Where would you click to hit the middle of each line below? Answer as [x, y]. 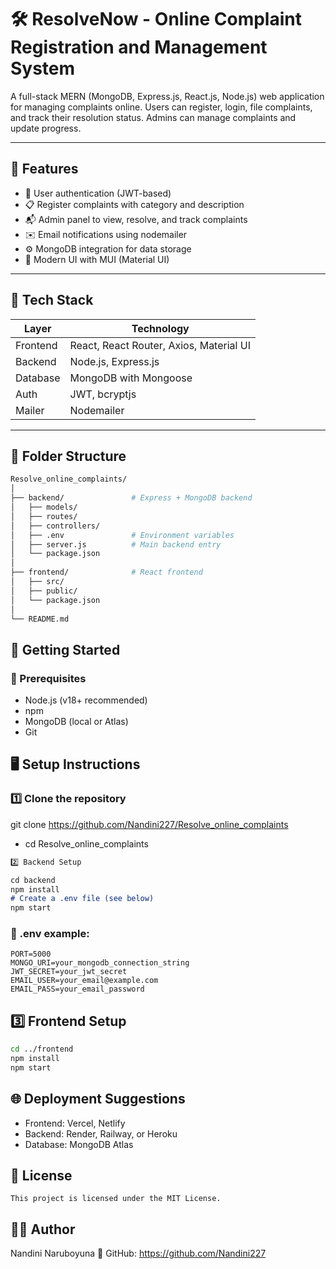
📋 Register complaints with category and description [134, 204]
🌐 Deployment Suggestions [98, 1099]
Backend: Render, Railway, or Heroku [101, 1133]
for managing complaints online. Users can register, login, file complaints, [161, 107]
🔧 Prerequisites [48, 678]
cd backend [33, 880]
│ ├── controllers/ [55, 526]
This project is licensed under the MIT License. [116, 1199]
